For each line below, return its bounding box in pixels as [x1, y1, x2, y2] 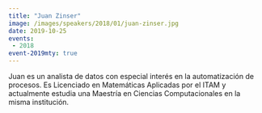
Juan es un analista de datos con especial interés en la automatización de [8, 72, 255, 81]
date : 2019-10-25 [8, 27, 67, 35]
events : [8, 34, 35, 43]
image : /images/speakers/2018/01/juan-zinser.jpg [8, 19, 180, 27]
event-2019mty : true [8, 49, 78, 57]
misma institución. [8, 98, 70, 107]
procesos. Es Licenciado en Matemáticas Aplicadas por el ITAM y [8, 80, 226, 90]
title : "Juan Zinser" [8, 11, 82, 20]
